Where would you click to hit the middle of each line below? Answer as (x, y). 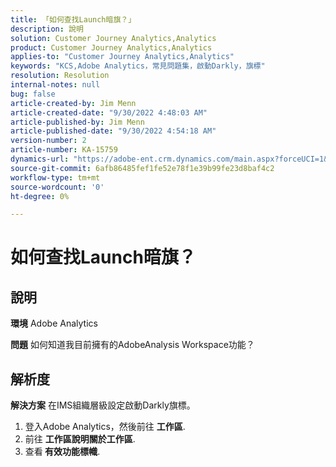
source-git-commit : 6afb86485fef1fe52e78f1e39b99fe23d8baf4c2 (142, 168)
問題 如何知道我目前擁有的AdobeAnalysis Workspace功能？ (132, 345)
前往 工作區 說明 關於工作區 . (80, 439)
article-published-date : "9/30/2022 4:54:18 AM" (113, 131)
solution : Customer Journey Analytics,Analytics (113, 38)
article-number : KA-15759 (64, 150)
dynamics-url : (40, 159)
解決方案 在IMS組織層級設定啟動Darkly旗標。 (103, 405)
